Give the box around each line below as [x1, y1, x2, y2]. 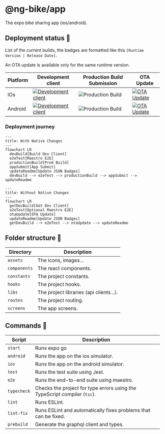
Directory [9, 248, 32, 255]
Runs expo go [35, 344, 67, 351]
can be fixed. [35, 413, 65, 420]
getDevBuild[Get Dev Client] [9, 203, 69, 208]
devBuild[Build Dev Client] [9, 152, 67, 157]
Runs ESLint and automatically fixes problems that [35, 406, 151, 413]
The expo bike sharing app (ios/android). [5, 20, 87, 26]
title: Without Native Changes [5, 191, 69, 196]
